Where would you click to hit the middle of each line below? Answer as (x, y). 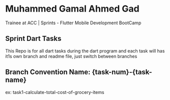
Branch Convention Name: (48, 72)
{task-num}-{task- (122, 72)
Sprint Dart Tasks (33, 39)
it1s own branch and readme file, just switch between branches (71, 56)
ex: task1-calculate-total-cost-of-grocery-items (55, 92)
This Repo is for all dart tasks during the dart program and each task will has (85, 51)
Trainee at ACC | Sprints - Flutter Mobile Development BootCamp (73, 23)
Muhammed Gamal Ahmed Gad (72, 9)
